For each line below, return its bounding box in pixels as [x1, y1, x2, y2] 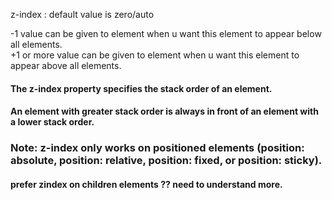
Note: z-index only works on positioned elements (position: [10, 141, 305, 155]
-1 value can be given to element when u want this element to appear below [10, 28, 322, 39]
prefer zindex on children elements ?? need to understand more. [10, 178, 283, 190]
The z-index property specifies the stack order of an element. [10, 82, 273, 94]
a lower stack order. [10, 116, 95, 128]
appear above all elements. [10, 60, 122, 71]
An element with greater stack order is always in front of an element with [10, 105, 319, 118]
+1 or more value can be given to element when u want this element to [10, 49, 300, 61]
